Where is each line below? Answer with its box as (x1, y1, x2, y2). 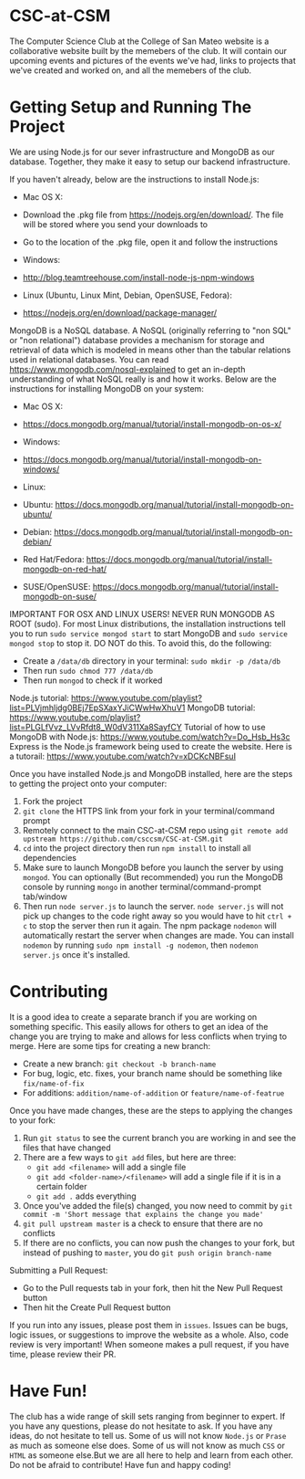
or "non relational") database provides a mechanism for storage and (9, 334, 265, 345)
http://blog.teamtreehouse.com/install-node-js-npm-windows (22, 271, 255, 283)
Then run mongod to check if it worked (22, 675, 163, 686)
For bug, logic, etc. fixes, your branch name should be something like (22, 1067, 282, 1078)
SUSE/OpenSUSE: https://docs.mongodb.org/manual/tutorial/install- (22, 581, 280, 592)
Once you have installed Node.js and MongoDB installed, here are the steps (9, 768, 293, 779)
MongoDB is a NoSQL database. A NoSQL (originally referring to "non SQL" (9, 325, 291, 336)
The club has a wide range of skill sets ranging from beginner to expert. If (9, 1411, 286, 1421)
